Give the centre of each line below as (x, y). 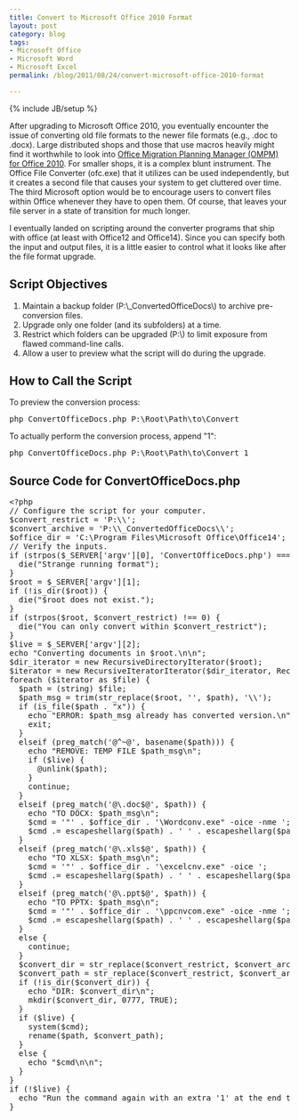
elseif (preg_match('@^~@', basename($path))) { (126, 742)
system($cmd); (59, 1027)
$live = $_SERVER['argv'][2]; (75, 645)
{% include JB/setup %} (53, 109)
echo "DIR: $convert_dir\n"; (92, 991)
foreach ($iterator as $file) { (80, 680)
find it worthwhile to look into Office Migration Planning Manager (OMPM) (144, 154)
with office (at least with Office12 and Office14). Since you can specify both (147, 238)
